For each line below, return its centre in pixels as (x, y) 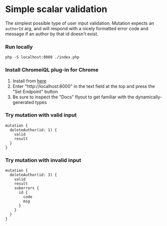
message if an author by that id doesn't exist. (52, 34)
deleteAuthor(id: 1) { (33, 130)
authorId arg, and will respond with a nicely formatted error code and (77, 28)
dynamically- (149, 97)
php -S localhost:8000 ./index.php (42, 57)
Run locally (19, 47)
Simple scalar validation (56, 9)
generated (23, 102)
